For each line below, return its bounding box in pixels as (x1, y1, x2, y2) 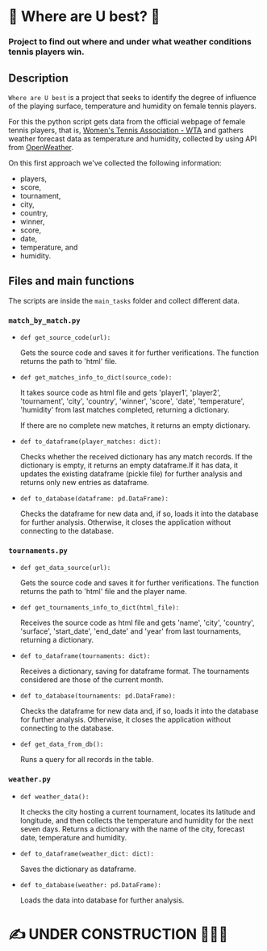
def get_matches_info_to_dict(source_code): (19, 374, 173, 382)
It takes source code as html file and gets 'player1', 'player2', (19, 388, 221, 398)
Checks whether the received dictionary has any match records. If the (19, 452, 252, 462)
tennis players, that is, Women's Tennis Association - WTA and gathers (8, 125, 244, 135)
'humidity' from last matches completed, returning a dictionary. (19, 405, 230, 415)
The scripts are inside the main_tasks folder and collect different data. (8, 295, 240, 305)
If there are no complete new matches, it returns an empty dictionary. (19, 421, 251, 430)
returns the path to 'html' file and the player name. (19, 587, 187, 597)
